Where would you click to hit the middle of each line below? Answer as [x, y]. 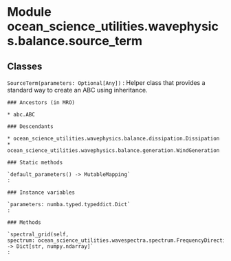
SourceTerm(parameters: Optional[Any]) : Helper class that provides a [106, 83]
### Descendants [30, 127]
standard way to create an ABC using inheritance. [77, 90]
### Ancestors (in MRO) [41, 103]
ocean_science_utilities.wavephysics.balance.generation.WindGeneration [113, 151]
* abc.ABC [21, 114]
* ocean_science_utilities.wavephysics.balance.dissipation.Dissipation [113, 138]
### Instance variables [41, 192]
